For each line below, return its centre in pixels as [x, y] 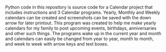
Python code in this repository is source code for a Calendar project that [79, 7]
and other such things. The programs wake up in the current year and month [83, 33]
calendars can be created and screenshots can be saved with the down [78, 18]
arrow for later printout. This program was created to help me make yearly [81, 23]
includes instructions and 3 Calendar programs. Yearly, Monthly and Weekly [83, 12]
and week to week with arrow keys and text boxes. [57, 44]
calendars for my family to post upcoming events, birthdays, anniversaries [81, 28]
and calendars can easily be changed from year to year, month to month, [80, 39]
